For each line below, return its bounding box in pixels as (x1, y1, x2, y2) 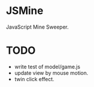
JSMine (6, 4, 44, 18)
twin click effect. (14, 75, 55, 82)
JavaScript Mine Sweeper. (6, 23, 69, 30)
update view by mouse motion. (14, 69, 89, 76)
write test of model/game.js (14, 63, 81, 70)
